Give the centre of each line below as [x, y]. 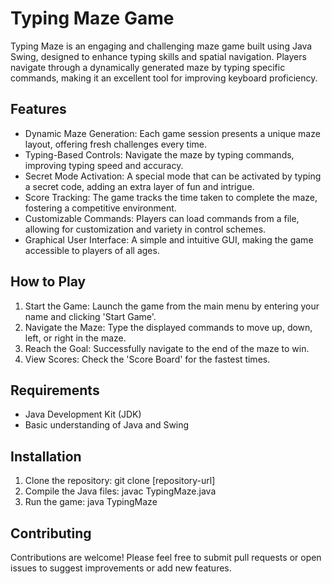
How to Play [48, 282]
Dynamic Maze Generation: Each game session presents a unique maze [172, 133]
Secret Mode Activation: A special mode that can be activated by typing [173, 176]
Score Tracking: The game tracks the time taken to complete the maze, [171, 197]
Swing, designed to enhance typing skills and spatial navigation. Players [158, 56]
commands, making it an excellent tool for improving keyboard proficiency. [164, 78]
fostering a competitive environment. [100, 208]
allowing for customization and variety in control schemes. [145, 229]
